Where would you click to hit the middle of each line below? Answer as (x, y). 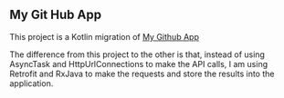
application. (32, 83)
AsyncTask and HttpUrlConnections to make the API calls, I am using (138, 64)
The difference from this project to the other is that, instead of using (137, 54)
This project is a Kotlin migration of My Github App (104, 36)
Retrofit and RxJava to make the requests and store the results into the (142, 73)
